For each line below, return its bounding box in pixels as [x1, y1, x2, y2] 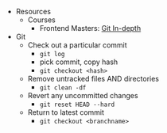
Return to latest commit [27, 108, 105, 117]
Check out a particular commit [27, 40, 127, 50]
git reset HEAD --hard [39, 101, 115, 108]
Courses [27, 15, 56, 25]
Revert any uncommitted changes [27, 91, 138, 100]
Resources [15, 7, 52, 16]
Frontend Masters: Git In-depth [39, 24, 142, 32]
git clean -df [39, 84, 87, 92]
